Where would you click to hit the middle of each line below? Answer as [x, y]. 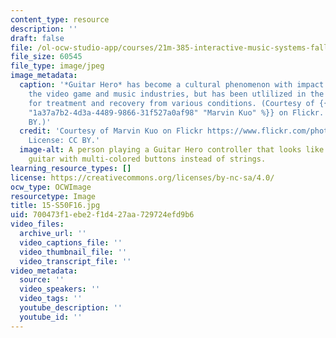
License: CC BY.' [64, 141]
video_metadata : [44, 271]
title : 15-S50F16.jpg [55, 206]
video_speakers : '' [60, 289]
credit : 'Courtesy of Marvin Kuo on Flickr [111, 131]
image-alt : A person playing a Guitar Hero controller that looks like [172, 150]
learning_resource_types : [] [71, 168]
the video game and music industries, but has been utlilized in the [176, 94]
